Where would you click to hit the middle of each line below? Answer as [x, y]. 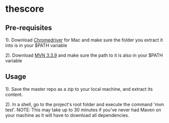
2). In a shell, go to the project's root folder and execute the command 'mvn [85, 104]
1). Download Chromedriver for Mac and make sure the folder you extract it [84, 40]
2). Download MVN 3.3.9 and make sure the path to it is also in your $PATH [84, 55]
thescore [25, 9]
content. [14, 94]
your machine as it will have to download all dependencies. [67, 115]
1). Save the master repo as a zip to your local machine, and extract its [79, 89]
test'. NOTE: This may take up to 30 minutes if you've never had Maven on [83, 110]
